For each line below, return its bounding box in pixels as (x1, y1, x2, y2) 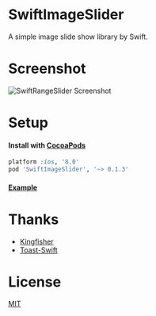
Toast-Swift (19, 245, 58, 255)
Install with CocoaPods (8, 141, 86, 150)
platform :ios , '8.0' (8, 158, 80, 166)
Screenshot (8, 60, 86, 78)
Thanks (8, 210, 59, 228)
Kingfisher (19, 237, 54, 246)
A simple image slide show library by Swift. (8, 32, 148, 41)
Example (8, 183, 38, 192)
